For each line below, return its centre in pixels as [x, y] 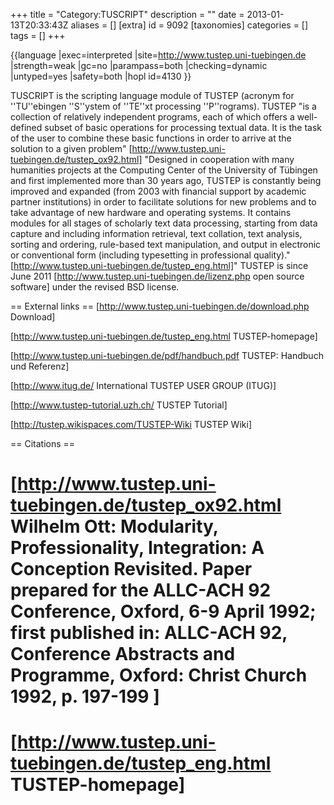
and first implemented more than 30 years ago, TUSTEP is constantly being [166, 180]
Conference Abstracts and [123, 654]
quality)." [272, 255]
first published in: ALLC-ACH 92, [149, 633]
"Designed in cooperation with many [219, 159]
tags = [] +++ [38, 35]
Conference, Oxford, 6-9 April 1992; [163, 611]
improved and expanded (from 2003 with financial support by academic [158, 191]
